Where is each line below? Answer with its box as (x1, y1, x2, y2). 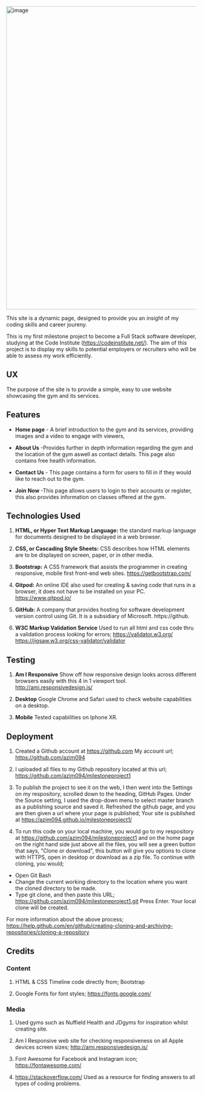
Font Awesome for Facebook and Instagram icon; (14, 1055, 138, 1063)
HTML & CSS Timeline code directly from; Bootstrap (14, 978, 145, 985)
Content (6, 964, 31, 973)
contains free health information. (14, 457, 97, 464)
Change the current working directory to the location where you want (14, 878, 188, 886)
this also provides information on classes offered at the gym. (14, 493, 166, 500)
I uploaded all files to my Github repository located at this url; (14, 765, 167, 773)
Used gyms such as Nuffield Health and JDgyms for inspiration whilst (14, 1019, 188, 1026)
